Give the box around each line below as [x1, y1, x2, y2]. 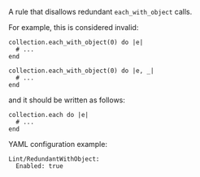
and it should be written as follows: [8, 95, 126, 105]
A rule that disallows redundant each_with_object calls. [8, 7, 193, 16]
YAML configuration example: [8, 140, 108, 149]
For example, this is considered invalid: [8, 23, 139, 32]
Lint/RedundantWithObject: [8, 155, 100, 163]
